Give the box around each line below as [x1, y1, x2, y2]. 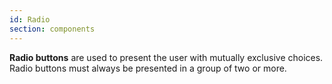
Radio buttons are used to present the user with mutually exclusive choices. [9, 51, 324, 63]
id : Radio [9, 14, 51, 25]
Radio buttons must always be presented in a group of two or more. [9, 62, 287, 74]
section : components [9, 24, 96, 34]
